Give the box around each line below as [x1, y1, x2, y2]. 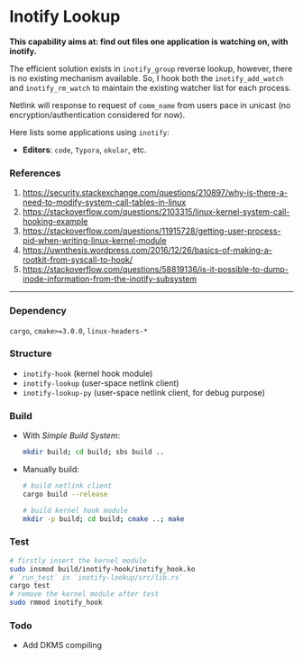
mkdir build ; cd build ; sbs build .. [22, 448, 165, 457]
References [9, 167, 61, 179]
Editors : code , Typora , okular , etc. [22, 144, 147, 155]
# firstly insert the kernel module [9, 556, 147, 565]
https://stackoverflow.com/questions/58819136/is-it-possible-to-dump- [22, 264, 289, 275]
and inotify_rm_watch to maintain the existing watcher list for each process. [9, 82, 291, 93]
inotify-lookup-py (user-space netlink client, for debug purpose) [22, 387, 266, 398]
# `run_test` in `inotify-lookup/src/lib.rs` [9, 572, 183, 582]
